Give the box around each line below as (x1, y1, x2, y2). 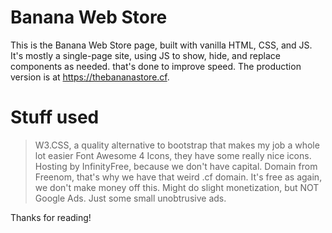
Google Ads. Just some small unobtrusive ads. (34, 192, 227, 204)
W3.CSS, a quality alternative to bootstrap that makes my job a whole (34, 139, 320, 151)
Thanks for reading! (10, 211, 92, 223)
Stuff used (10, 106, 100, 129)
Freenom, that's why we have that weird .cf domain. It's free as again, (34, 171, 323, 183)
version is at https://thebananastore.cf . (10, 71, 170, 83)
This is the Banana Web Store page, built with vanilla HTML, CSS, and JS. (10, 39, 313, 51)
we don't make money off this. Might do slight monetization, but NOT (34, 181, 320, 193)
